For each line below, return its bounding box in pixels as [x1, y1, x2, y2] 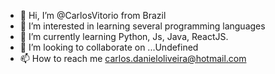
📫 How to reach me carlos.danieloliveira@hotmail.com [19, 53, 247, 64]
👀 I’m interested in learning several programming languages [19, 20, 266, 32]
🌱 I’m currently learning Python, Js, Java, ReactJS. [19, 31, 229, 42]
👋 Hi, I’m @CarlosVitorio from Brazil [19, 10, 167, 21]
